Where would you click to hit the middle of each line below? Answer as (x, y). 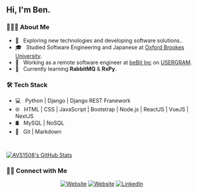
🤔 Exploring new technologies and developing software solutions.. (99, 40)
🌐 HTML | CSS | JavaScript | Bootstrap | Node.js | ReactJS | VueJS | (102, 109)
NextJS (24, 116)
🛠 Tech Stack (27, 85)
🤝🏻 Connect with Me (37, 171)
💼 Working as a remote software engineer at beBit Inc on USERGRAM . (104, 62)
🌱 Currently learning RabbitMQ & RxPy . (66, 68)
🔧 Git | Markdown (38, 131)
